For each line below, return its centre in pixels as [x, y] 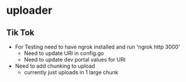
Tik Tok [20, 33]
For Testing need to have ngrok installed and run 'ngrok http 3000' [98, 47]
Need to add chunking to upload [55, 66]
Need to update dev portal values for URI [75, 60]
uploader [29, 10]
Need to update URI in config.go [64, 53]
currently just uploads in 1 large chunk [71, 72]
